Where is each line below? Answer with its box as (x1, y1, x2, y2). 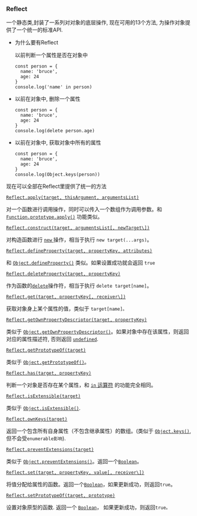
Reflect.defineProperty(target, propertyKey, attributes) (6, 248, 152, 254)
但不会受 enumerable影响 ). (6, 435, 66, 442)
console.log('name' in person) (14, 84, 93, 90)
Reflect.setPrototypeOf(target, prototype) (6, 493, 116, 499)
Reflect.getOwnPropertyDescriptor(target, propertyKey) (6, 317, 147, 323)
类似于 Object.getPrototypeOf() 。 (6, 358, 90, 366)
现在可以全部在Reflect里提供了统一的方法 (6, 183, 107, 190)
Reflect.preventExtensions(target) (6, 447, 94, 453)
